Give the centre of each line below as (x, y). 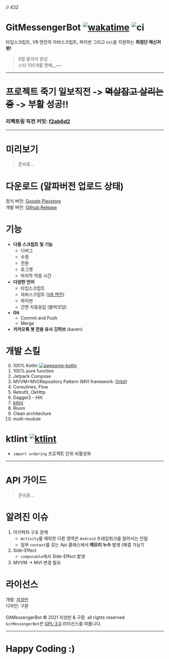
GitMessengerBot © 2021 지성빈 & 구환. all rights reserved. (66, 617)
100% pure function (33, 371)
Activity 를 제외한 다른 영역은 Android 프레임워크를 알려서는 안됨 (84, 538)
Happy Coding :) (40, 649)
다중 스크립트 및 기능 (33, 245)
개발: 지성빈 (17, 599)
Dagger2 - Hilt (28, 397)
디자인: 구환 (17, 605)
